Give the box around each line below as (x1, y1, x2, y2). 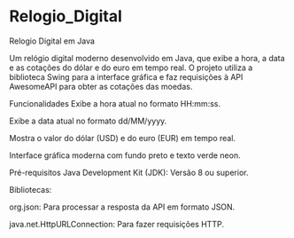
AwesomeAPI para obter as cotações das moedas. (9, 81, 193, 91)
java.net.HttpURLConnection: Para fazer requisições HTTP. (9, 218, 224, 229)
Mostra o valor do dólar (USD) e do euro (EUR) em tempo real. (9, 132, 236, 143)
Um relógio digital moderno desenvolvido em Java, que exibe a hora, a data (9, 52, 285, 63)
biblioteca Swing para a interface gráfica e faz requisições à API (9, 71, 244, 82)
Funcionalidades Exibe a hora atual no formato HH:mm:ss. (9, 98, 221, 108)
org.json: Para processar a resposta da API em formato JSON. (9, 202, 236, 212)
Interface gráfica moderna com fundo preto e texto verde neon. (9, 149, 241, 161)
